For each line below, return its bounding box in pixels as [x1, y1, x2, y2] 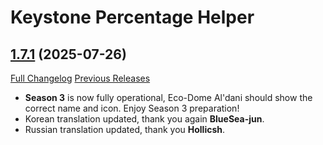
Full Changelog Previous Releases [10, 72, 151, 84]
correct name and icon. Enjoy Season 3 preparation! [24, 102, 240, 114]
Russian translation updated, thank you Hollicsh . [24, 124, 226, 135]
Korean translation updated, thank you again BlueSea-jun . [24, 113, 265, 125]
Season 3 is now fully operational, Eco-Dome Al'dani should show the [24, 92, 313, 103]
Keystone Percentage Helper [10, 6, 255, 29]
